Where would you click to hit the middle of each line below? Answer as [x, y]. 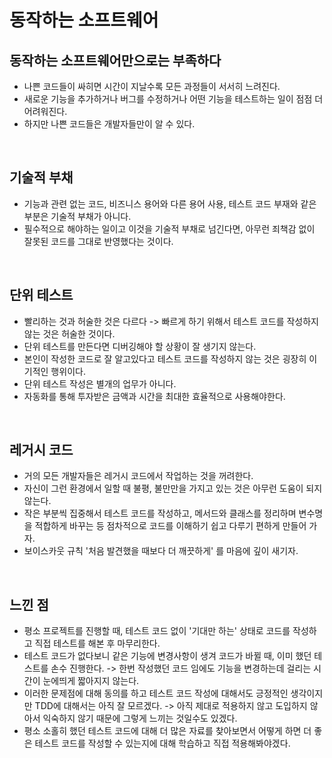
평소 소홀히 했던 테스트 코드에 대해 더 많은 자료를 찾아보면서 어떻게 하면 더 [167, 731]
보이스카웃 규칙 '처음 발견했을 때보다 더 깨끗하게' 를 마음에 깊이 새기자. [161, 551]
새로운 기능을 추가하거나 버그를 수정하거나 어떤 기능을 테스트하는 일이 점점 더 [173, 99]
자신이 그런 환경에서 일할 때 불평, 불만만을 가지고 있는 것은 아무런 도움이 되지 [173, 488]
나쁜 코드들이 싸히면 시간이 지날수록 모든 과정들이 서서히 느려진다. [152, 86]
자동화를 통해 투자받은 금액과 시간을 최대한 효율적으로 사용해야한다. [154, 396]
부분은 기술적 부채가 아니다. [77, 216]
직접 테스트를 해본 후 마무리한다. [97, 643]
